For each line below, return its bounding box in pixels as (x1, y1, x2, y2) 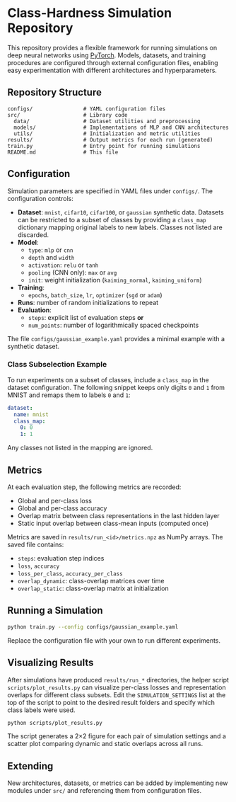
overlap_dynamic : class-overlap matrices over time (17, 577, 165, 585)
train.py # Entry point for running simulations (7, 142, 201, 149)
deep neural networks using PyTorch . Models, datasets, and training (7, 51, 206, 59)
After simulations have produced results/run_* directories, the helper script (7, 675, 230, 684)
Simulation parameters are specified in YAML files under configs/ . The (7, 186, 213, 195)
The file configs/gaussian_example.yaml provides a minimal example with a (7, 334, 225, 343)
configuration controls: (7, 194, 74, 202)
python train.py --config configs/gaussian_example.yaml (7, 623, 179, 631)
